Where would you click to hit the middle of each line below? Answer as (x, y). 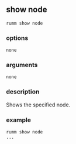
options (17, 38)
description (23, 92)
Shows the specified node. (38, 105)
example (18, 120)
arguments (22, 65)
